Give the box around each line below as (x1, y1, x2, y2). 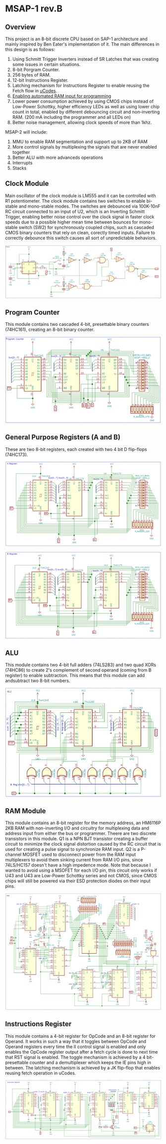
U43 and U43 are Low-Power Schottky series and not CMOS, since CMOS (5, 873, 157, 879)
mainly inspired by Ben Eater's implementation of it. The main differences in (5, 41, 160, 47)
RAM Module (5, 807, 46, 815)
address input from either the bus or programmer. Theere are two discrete (5, 831, 157, 837)
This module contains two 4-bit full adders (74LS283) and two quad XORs (5, 662, 156, 668)
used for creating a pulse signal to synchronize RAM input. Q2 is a (5, 846, 140, 852)
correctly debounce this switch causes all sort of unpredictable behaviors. (5, 234, 157, 241)
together (12, 150, 30, 155)
